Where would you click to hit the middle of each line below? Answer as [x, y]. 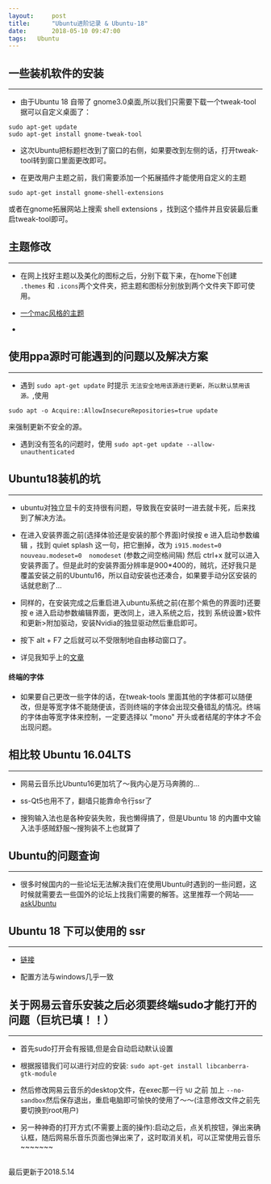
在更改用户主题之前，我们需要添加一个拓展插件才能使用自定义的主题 [133, 178]
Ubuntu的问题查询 [54, 855]
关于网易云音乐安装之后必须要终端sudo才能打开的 [132, 1005]
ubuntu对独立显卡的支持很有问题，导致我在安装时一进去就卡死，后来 [134, 507]
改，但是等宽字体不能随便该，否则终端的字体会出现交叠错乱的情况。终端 [140, 706]
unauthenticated [47, 452]
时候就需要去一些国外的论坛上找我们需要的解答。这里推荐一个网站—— [137, 894]
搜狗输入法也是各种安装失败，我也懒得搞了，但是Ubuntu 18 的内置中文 [137, 818]
